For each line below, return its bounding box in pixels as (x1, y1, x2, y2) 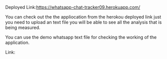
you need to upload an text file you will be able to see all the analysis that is (5, 19, 162, 25)
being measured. (5, 24, 40, 30)
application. (5, 39, 30, 45)
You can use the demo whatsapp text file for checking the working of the (5, 34, 157, 40)
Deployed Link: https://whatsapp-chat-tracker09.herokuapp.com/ (5, 4, 140, 10)
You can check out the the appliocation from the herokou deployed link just (5, 14, 161, 19)
